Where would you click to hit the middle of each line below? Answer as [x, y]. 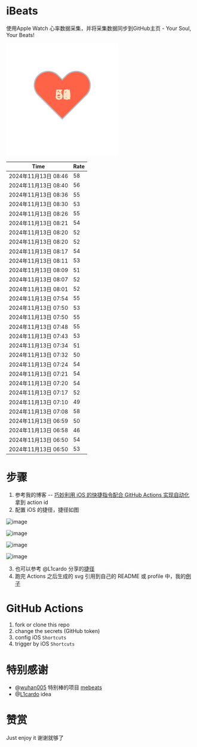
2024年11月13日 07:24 [39, 364]
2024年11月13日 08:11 [39, 260]
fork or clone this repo [42, 625]
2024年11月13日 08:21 [39, 223]
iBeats [22, 11]
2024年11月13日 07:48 [39, 327]
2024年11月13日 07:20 [39, 383]
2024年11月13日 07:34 [39, 346]
